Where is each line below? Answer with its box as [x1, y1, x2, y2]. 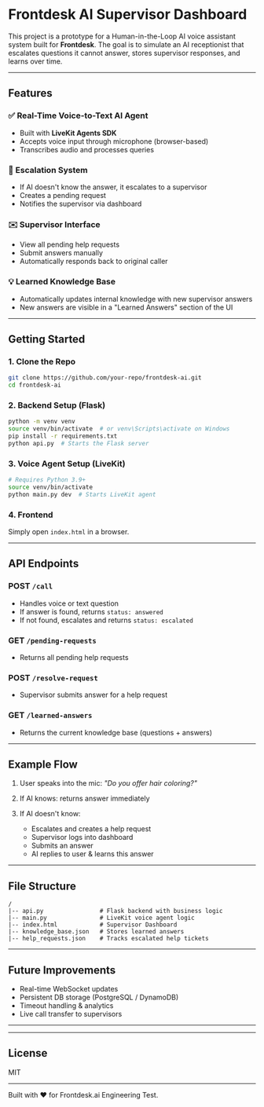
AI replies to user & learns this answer [31, 849, 155, 859]
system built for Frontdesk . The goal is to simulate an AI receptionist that [8, 39, 244, 49]
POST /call [8, 581, 53, 592]
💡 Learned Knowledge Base [8, 277, 116, 288]
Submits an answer [31, 841, 94, 850]
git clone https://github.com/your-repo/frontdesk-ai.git [8, 374, 202, 382]
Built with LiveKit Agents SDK [19, 128, 117, 137]
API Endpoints [8, 557, 79, 570]
